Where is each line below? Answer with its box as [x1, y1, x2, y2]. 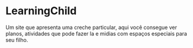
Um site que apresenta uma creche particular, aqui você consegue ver [5, 24, 177, 31]
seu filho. [5, 36, 28, 43]
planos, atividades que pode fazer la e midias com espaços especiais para [5, 30, 188, 37]
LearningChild [5, 4, 77, 18]
